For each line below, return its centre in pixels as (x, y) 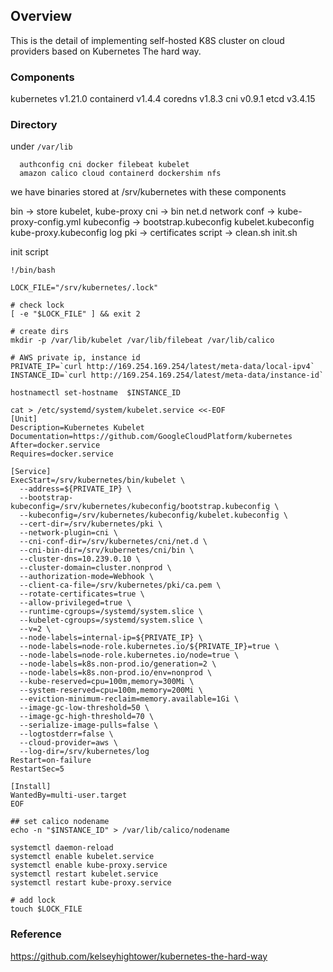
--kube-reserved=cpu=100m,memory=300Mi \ (107, 682)
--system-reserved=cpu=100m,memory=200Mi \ (111, 690)
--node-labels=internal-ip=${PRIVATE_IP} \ (111, 638)
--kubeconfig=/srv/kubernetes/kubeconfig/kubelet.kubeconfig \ (153, 515)
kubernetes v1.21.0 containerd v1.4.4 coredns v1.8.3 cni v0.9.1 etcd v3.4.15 (163, 99)
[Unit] (24, 419)
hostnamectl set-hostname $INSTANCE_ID (96, 393)
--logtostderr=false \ (66, 734)
